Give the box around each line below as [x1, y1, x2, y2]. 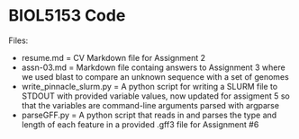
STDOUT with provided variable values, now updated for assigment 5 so [21, 91, 290, 101]
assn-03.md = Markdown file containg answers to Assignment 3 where [21, 62, 285, 73]
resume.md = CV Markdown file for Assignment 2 [21, 52, 206, 63]
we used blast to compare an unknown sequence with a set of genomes [21, 71, 289, 82]
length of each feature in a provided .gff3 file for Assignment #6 [21, 118, 259, 130]
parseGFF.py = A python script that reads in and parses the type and [21, 109, 277, 120]
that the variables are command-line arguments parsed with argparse [21, 100, 280, 110]
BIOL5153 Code [8, 5, 126, 26]
